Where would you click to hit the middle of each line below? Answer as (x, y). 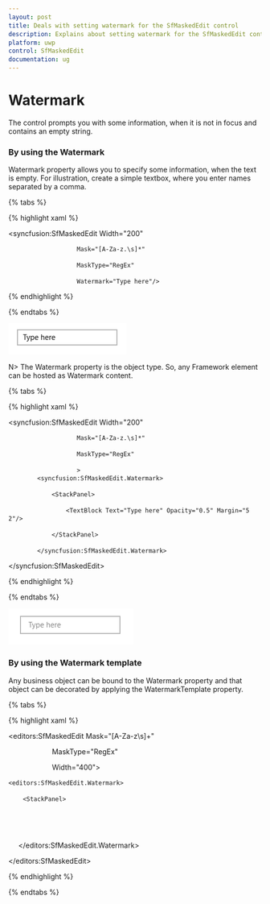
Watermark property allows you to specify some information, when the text (133, 170)
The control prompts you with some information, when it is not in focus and (133, 122)
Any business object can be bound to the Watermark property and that (125, 680)
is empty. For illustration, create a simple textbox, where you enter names (130, 178)
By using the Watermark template (75, 663)
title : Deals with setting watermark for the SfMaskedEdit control (124, 25)
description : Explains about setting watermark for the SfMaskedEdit (127, 34)
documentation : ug (39, 60)
